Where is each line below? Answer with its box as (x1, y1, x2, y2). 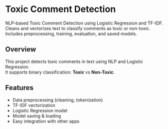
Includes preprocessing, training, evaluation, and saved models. (5, 30, 137, 36)
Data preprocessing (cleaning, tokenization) (12, 96, 103, 103)
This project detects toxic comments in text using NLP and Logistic (5, 58, 143, 64)
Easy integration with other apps (12, 118, 80, 124)
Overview (5, 45, 37, 53)
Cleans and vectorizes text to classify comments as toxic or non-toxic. (5, 25, 150, 31)
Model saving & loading (12, 112, 61, 118)
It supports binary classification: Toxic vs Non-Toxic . (5, 69, 115, 75)
